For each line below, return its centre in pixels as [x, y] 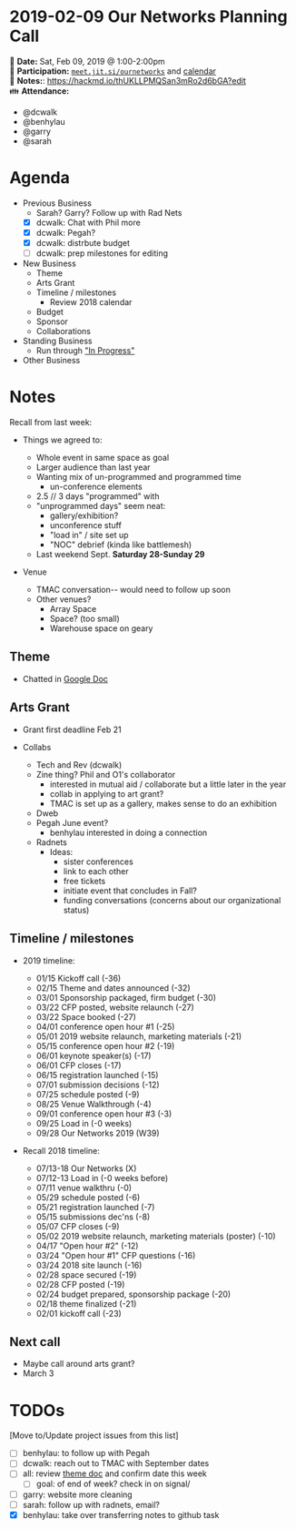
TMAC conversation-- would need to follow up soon [133, 590]
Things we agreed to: [62, 440]
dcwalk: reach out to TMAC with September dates [116, 1463]
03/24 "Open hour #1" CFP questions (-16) [116, 1255]
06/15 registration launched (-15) [97, 1075]
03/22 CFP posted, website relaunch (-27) [115, 1007]
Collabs [37, 747]
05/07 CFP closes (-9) [78, 1226]
